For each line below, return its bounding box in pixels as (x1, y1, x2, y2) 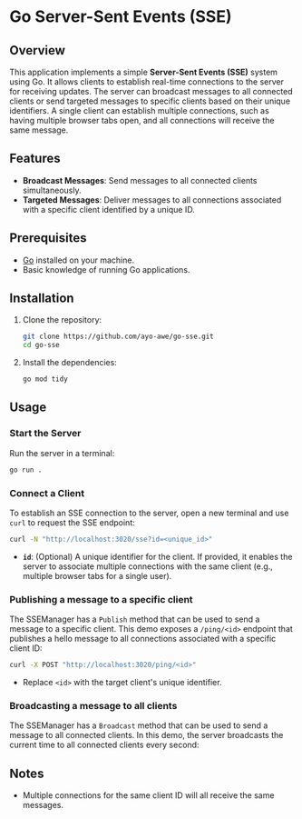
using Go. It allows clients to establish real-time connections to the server (9, 76, 284, 87)
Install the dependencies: (22, 357, 118, 368)
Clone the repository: (22, 315, 102, 325)
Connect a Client (9, 486, 85, 499)
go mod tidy (22, 375, 68, 384)
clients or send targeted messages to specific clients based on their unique (9, 95, 291, 106)
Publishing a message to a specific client (9, 593, 193, 605)
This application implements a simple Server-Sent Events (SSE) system (9, 66, 278, 77)
